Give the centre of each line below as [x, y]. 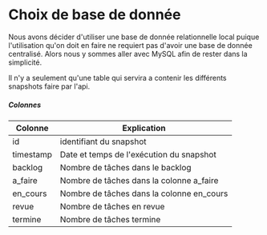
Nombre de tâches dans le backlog [125, 167]
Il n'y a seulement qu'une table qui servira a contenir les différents [117, 78]
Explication [144, 128]
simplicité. [25, 62]
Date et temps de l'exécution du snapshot [138, 154]
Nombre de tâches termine [110, 219]
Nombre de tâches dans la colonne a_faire [139, 180]
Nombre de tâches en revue [112, 206]
